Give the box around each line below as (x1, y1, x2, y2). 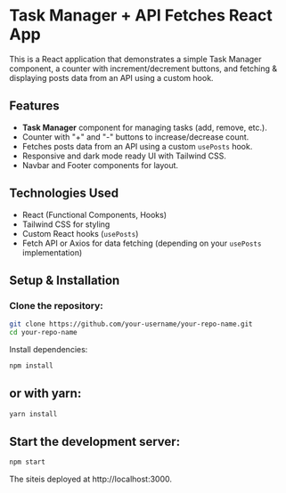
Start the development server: (9, 433, 181, 449)
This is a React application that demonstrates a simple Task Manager (9, 53, 262, 64)
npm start (9, 457, 46, 467)
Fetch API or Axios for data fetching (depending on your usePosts (21, 238, 262, 248)
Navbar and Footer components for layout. (21, 159, 179, 170)
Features (9, 99, 60, 114)
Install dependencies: (9, 344, 88, 354)
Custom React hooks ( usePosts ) (21, 228, 139, 238)
